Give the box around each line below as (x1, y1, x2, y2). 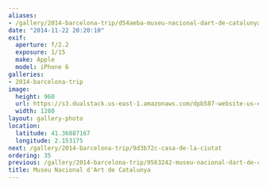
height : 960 (15, 93, 56, 101)
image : (8, 85, 30, 93)
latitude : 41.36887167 (15, 129, 91, 137)
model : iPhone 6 (15, 63, 69, 71)
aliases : (8, 11, 37, 20)
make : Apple (15, 56, 56, 64)
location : (8, 122, 41, 130)
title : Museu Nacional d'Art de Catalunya (8, 166, 151, 174)
